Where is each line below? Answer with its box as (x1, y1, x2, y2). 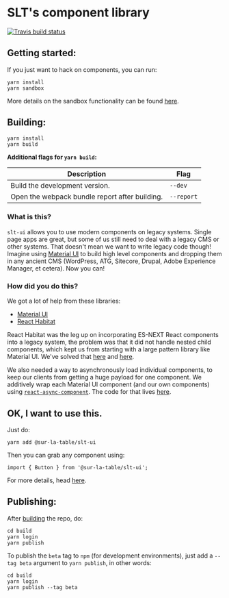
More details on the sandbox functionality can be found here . (7, 97, 179, 105)
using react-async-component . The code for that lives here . (7, 388, 172, 396)
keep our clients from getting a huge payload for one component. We (7, 373, 202, 382)
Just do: (7, 425, 31, 434)
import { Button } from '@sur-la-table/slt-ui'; (7, 464, 148, 471)
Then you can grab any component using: (7, 451, 125, 459)
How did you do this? (7, 281, 79, 290)
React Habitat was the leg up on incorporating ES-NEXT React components (7, 331, 219, 339)
